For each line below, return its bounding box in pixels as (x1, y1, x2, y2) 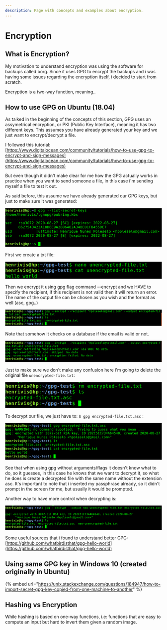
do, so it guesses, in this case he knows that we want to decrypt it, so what (5, 470, 159, 476)
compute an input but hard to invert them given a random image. (5, 619, 138, 625)
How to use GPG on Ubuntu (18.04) (5, 103, 115, 112)
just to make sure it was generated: (5, 198, 77, 204)
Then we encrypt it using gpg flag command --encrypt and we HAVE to (5, 284, 152, 290)
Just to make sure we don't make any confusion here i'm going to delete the (5, 367, 161, 373)
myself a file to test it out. (5, 183, 57, 189)
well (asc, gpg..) (5, 300, 38, 306)
